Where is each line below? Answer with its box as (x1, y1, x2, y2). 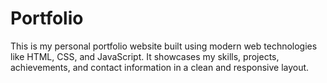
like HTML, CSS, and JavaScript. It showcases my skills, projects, (10, 50, 280, 62)
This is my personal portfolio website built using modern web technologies (10, 40, 318, 52)
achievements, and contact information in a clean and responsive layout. (10, 61, 310, 73)
